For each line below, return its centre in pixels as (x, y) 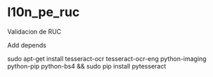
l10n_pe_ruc (44, 12)
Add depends (27, 45)
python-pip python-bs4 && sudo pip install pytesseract (87, 66)
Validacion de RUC (34, 31)
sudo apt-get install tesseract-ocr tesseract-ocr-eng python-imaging (107, 58)
